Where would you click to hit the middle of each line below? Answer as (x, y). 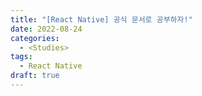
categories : (35, 38)
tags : (21, 57)
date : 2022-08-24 (46, 29)
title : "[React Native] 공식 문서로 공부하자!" (101, 19)
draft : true (35, 76)
